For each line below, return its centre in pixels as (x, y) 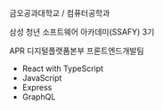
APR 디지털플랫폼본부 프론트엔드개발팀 (77, 51)
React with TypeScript (63, 68)
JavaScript (42, 78)
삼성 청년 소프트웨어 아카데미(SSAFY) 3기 (82, 32)
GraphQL (39, 97)
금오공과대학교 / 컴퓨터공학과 (60, 13)
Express (37, 87)
